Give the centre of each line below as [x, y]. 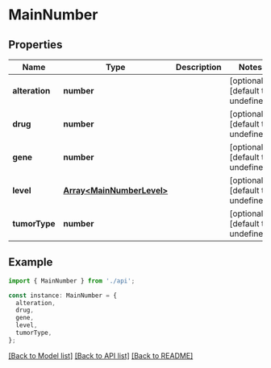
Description [199, 67]
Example [31, 262]
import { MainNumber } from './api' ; [72, 281]
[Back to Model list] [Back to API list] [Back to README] [101, 355]
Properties [35, 45]
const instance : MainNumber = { [63, 296]
